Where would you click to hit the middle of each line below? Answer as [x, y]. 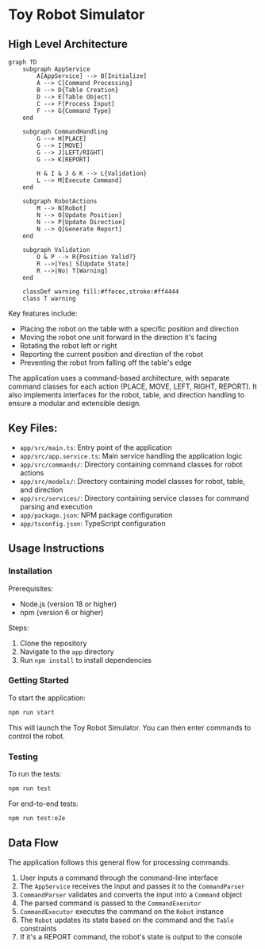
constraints [38, 928]
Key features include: [43, 313]
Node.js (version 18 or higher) [68, 604]
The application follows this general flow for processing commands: [119, 862]
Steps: [19, 628]
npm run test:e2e [37, 818]
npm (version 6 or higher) [61, 612]
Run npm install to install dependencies [86, 660]
